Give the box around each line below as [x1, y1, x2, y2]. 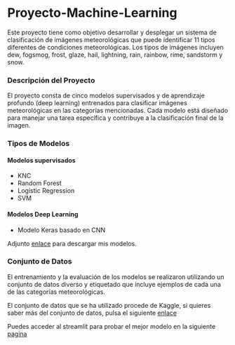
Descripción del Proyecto [7, 75, 95, 85]
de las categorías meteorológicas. [7, 287, 105, 296]
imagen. [7, 121, 31, 130]
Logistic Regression [17, 187, 75, 195]
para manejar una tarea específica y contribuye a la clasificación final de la [7, 114, 224, 122]
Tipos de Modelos [7, 139, 70, 149]
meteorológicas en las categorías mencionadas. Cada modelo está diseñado [7, 107, 229, 115]
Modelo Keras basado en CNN [17, 226, 106, 234]
